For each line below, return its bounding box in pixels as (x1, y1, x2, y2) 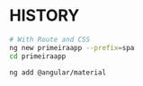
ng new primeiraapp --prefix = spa (9, 43, 135, 52)
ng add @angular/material (9, 68, 106, 77)
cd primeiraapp (9, 51, 67, 61)
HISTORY (9, 5, 80, 26)
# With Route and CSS (9, 35, 91, 44)
